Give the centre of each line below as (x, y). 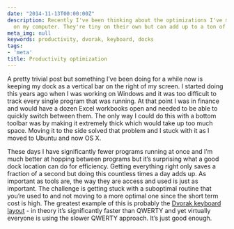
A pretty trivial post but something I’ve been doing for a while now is (105, 79)
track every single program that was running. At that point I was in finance (113, 101)
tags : (15, 46)
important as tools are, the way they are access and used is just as (103, 181)
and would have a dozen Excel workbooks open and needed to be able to (112, 108)
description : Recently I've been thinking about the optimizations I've (115, 20)
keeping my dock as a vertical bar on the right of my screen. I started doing (115, 86)
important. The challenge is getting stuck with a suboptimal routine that (109, 188)
